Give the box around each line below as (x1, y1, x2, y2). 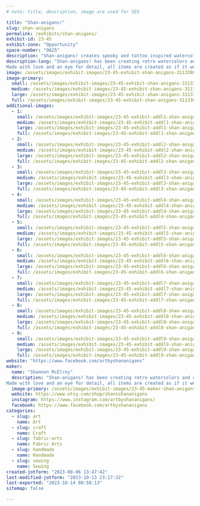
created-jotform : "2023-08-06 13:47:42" (6, 469, 108, 475)
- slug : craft (11, 424, 46, 430)
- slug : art (11, 413, 42, 419)
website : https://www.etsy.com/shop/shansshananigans (11, 391, 148, 397)
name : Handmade (17, 452, 55, 458)
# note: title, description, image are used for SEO (6, 8, 140, 15)
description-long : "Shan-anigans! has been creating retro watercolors (6, 58, 187, 64)
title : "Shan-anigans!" (6, 19, 65, 26)
